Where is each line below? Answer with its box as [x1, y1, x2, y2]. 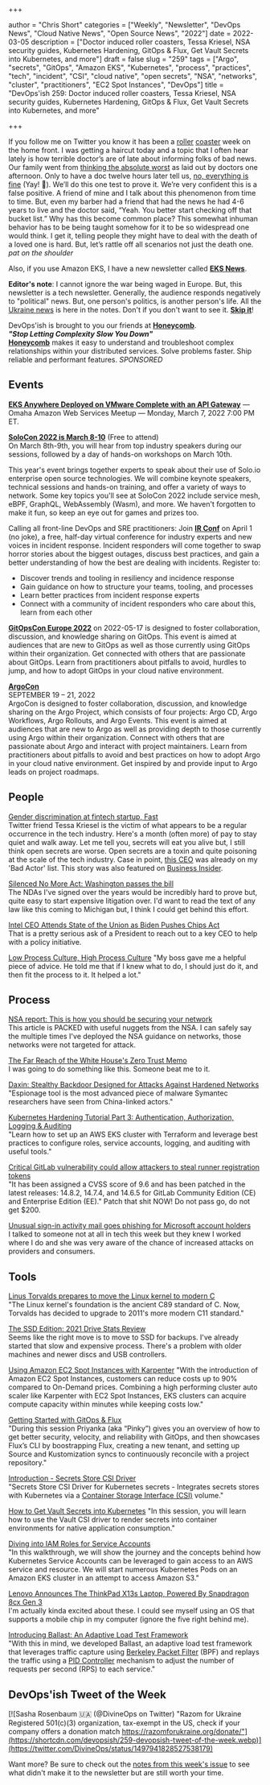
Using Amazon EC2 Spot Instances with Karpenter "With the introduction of [8, 1365, 259, 1375]
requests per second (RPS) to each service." [8, 1664, 156, 1674]
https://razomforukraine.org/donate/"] [121, 1727, 247, 1737]
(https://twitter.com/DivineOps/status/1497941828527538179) [8, 1744, 214, 1754]
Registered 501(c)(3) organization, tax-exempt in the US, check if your [8, 1718, 240, 1728]
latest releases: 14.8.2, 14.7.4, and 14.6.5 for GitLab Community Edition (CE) [8, 1188, 256, 1198]
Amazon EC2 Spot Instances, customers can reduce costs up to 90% [8, 1374, 238, 1384]
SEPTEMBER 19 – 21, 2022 [8, 690, 96, 699]
